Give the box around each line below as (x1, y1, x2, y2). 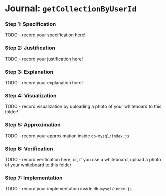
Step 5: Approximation (5, 121, 61, 128)
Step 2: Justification (5, 44, 56, 51)
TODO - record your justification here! (5, 56, 83, 62)
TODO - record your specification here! (5, 32, 86, 38)
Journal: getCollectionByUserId (5, 3, 137, 14)
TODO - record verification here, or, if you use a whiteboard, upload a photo (5, 156, 161, 162)
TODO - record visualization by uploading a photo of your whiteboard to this (5, 103, 162, 110)
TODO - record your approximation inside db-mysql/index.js (5, 133, 130, 139)
